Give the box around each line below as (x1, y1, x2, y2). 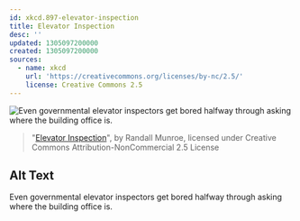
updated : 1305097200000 (9, 38, 99, 48)
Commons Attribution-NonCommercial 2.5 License (31, 142, 220, 152)
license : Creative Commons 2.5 (25, 80, 143, 89)
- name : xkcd (17, 64, 67, 73)
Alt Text (9, 168, 54, 183)
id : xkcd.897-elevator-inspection (9, 13, 140, 23)
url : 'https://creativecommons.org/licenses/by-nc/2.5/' (25, 72, 244, 81)
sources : (9, 55, 42, 64)
